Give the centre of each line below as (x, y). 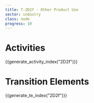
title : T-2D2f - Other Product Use (42, 10)
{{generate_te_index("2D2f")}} (36, 96)
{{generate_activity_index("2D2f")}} (41, 62)
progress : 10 (19, 24)
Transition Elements (47, 82)
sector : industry (23, 14)
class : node (17, 19)
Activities (25, 48)
